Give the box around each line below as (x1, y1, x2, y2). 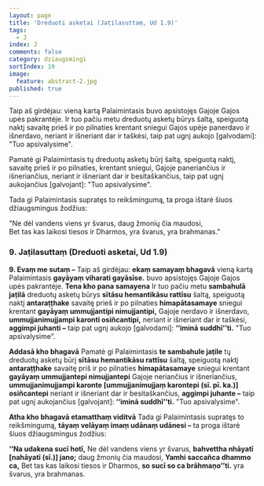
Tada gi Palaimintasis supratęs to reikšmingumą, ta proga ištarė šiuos (9, 195, 233, 204)
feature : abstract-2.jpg (16, 77, 97, 85)
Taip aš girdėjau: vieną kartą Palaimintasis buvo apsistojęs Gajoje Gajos (9, 106, 240, 116)
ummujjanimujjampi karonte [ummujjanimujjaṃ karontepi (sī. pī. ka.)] (9, 380, 239, 389)
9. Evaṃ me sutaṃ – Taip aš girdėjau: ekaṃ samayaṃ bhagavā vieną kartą (9, 264, 254, 274)
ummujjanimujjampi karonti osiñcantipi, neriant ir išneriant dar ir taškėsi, (9, 315, 247, 324)
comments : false (9, 48, 62, 56)
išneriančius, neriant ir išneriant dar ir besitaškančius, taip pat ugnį (9, 171, 224, 181)
